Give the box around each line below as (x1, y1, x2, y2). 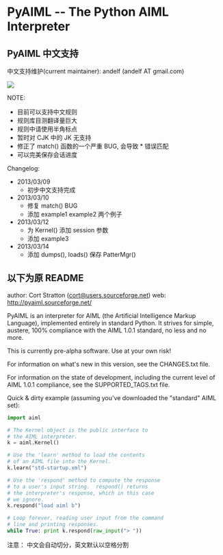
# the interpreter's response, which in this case (7, 489, 155, 497)
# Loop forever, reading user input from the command (7, 515, 164, 521)
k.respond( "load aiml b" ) (7, 502, 81, 509)
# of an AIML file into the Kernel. (7, 458, 112, 465)
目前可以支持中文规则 (16, 108, 77, 116)
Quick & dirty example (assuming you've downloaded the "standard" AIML (7, 393, 217, 402)
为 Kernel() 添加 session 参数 (27, 226, 109, 234)
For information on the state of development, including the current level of (7, 373, 215, 381)
